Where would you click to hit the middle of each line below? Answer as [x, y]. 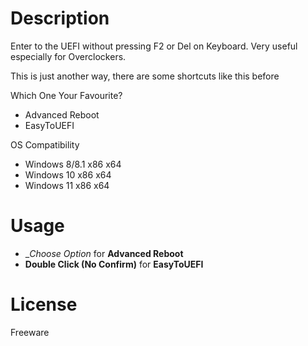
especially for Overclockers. [68, 56]
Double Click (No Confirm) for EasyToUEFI [114, 264]
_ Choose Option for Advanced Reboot [104, 253]
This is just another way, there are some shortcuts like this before [145, 76]
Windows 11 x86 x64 [67, 185]
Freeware [30, 332]
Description [60, 18]
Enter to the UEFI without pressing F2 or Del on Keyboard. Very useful [154, 46]
